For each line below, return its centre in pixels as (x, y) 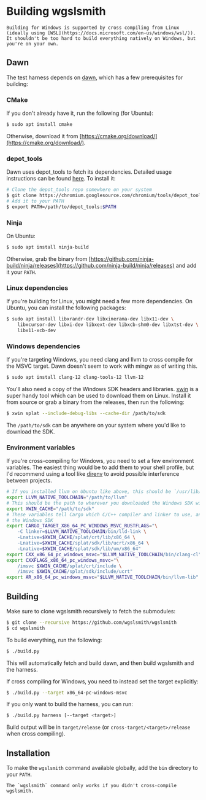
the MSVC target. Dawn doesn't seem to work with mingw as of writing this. (102, 366)
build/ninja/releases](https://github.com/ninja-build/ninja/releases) (90, 265)
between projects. (29, 481)
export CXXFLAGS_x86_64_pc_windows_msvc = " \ (63, 560)
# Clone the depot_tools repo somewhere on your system (79, 190)
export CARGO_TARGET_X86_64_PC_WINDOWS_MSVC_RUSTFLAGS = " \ (82, 526)
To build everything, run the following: (54, 640)
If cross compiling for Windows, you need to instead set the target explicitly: (102, 681)
